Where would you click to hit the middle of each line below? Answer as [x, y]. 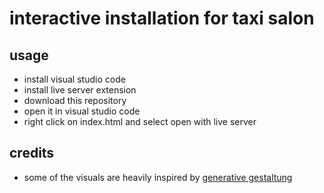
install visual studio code [74, 79]
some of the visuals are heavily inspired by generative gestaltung [158, 177]
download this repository [75, 100]
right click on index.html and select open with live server [140, 121]
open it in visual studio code [82, 111]
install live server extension [80, 90]
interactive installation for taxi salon [162, 18]
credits [32, 153]
